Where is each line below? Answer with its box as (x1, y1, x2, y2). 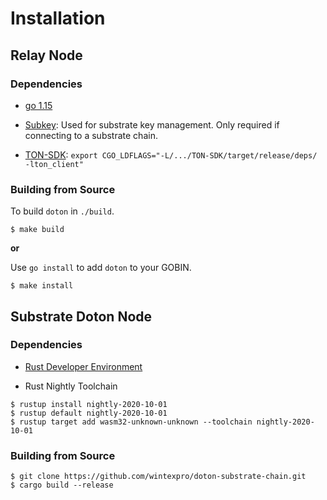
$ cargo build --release (10, 480, 114, 491)
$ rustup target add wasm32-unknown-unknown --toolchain (10, 417, 253, 427)
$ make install (10, 281, 74, 291)
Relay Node (10, 47, 83, 64)
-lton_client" (24, 159, 84, 169)
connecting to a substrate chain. (24, 129, 158, 141)
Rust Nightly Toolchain (24, 380, 118, 392)
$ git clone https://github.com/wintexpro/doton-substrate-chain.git (10, 472, 307, 482)
